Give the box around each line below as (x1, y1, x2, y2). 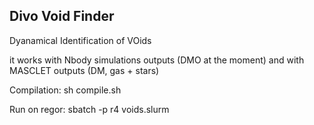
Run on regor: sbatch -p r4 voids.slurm (9, 103, 170, 115)
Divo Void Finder (9, 8, 115, 25)
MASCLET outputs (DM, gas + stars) (9, 64, 160, 76)
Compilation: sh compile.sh (9, 84, 122, 96)
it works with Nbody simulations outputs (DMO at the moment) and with (9, 54, 305, 66)
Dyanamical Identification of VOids (9, 34, 152, 46)
